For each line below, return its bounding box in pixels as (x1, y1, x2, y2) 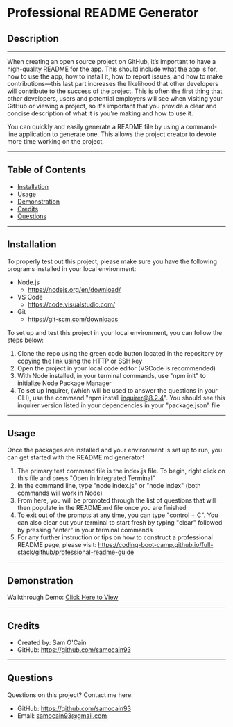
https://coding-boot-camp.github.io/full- (98, 541, 214, 549)
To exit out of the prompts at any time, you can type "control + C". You (17, 511, 218, 519)
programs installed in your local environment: (7, 264, 137, 272)
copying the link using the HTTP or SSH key (17, 357, 143, 365)
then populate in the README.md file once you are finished (17, 504, 187, 512)
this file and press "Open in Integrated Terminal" (17, 474, 156, 482)
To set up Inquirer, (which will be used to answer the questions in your (17, 386, 218, 394)
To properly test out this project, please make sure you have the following (7, 257, 217, 266)
